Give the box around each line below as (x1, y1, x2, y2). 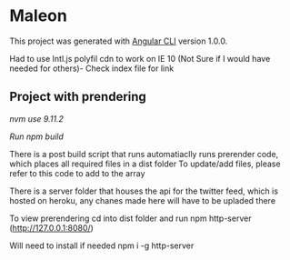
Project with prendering (9, 89, 147, 105)
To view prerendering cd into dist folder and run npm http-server (9, 213, 252, 224)
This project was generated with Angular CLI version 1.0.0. (9, 35, 228, 46)
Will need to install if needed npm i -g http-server (9, 240, 195, 251)
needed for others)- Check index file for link (9, 63, 175, 74)
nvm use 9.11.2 (9, 113, 64, 124)
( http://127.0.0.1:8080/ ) (9, 222, 94, 233)
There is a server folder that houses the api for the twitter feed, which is (9, 185, 279, 196)
